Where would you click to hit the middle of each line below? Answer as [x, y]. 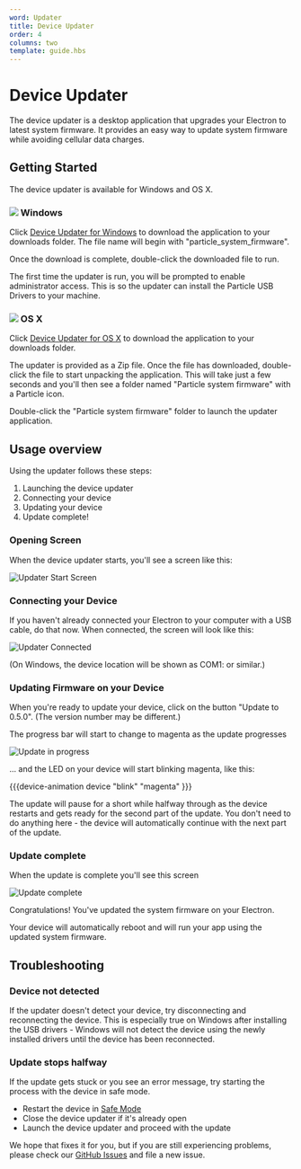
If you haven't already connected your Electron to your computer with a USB [150, 620]
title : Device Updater [52, 26]
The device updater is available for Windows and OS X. [111, 189]
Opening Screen [45, 540]
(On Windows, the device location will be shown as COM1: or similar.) [137, 664]
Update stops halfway [58, 1063]
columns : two [34, 43]
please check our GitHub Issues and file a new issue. [107, 1155]
